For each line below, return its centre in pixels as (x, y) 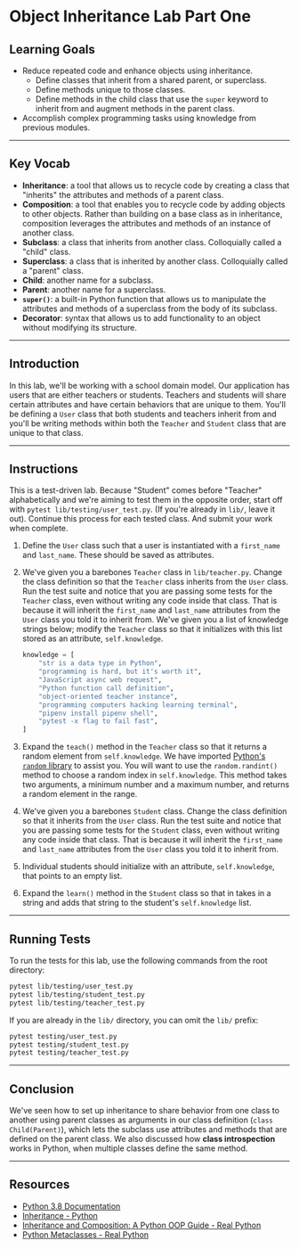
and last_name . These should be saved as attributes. (118, 555)
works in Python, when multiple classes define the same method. (129, 1148)
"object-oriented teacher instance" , (109, 696)
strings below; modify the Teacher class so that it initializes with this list (152, 629)
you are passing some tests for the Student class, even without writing (151, 830)
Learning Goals (53, 49)
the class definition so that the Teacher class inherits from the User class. (155, 582)
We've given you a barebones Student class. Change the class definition (154, 811)
